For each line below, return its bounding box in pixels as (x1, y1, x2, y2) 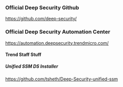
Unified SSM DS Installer (5, 63, 58, 69)
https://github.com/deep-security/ (5, 16, 77, 22)
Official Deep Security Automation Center (5, 28, 110, 36)
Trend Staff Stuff (5, 51, 42, 57)
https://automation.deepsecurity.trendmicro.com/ (5, 40, 109, 46)
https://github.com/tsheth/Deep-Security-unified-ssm (5, 76, 118, 82)
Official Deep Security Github (5, 4, 79, 11)
